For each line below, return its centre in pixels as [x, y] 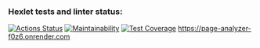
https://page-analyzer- [215, 29]
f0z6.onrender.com [39, 36]
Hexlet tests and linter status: [65, 12]
